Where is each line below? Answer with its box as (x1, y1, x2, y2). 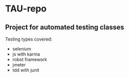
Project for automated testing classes (5, 23, 125, 31)
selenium (12, 46, 31, 51)
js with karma (12, 51, 40, 57)
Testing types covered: (5, 36, 52, 42)
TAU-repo (5, 3, 47, 14)
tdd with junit (12, 67, 39, 73)
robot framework (12, 56, 47, 62)
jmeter (12, 62, 26, 67)
